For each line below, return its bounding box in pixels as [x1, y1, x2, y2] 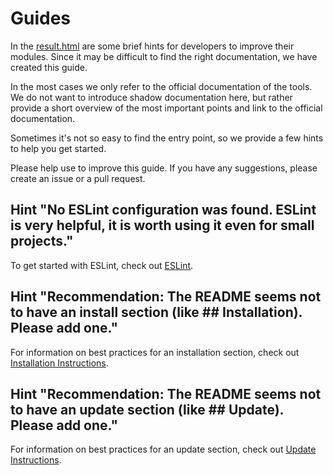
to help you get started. [10, 142, 107, 154]
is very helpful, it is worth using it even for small [10, 217, 315, 234]
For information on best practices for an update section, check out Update [10, 443, 317, 456]
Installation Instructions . [10, 357, 109, 369]
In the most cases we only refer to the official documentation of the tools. [10, 80, 313, 92]
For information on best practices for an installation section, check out [10, 346, 300, 358]
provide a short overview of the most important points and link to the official [10, 102, 323, 114]
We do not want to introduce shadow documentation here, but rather [10, 91, 293, 103]
